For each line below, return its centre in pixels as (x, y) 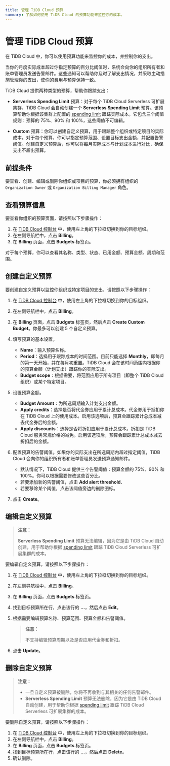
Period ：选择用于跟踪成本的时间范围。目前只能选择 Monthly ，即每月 (92, 356)
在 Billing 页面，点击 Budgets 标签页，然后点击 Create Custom (79, 322)
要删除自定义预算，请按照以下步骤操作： (47, 722)
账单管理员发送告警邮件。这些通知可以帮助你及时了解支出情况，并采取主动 (83, 74)
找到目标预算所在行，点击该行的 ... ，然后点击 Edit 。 (67, 607)
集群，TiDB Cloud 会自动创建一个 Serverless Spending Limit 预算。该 (86, 108)
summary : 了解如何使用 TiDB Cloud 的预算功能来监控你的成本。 (65, 15)
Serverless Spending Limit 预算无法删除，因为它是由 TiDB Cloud (93, 698)
